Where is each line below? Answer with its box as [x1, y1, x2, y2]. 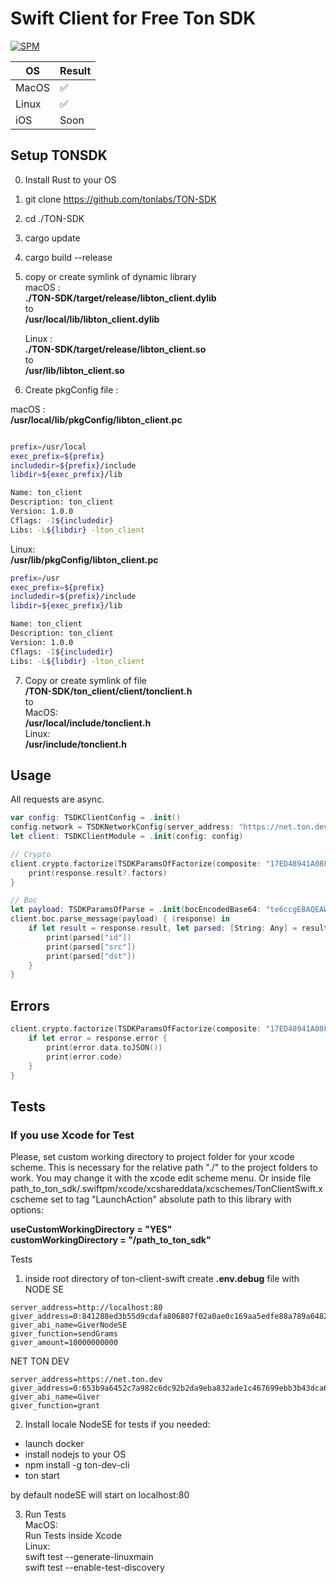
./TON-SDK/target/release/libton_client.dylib [24, 292, 217, 304]
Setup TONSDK [10, 147, 108, 164]
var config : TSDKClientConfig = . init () [10, 813, 182, 823]
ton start [24, 1470, 60, 1482]
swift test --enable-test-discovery [24, 1562, 165, 1574]
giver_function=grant [10, 1401, 101, 1411]
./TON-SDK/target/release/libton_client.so [24, 343, 207, 355]
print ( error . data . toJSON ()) [46, 1042, 163, 1052]
